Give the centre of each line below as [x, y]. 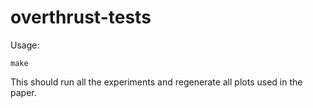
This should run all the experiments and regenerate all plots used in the [156, 82]
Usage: [25, 45]
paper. [23, 92]
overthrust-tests [81, 17]
